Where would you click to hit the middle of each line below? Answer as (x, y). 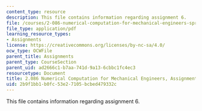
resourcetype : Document (36, 73)
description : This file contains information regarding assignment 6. (96, 17)
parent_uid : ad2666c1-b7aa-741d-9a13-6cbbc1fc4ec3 (71, 67)
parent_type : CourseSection (41, 62)
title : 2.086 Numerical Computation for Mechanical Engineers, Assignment (102, 79)
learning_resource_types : (38, 34)
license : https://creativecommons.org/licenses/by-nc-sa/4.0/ (86, 46)
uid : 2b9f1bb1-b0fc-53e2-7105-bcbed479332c (62, 85)
